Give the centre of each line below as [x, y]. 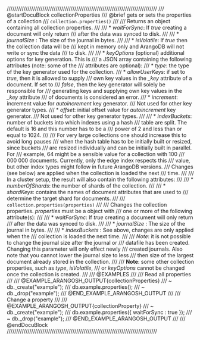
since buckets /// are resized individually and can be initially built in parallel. [99, 148]
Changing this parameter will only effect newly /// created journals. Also [95, 249]
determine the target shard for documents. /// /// [66, 198]
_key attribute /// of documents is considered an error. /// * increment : [92, 97]
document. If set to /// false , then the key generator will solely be [86, 85]
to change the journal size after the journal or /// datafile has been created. [98, 243]
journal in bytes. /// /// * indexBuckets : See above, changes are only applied [100, 230]
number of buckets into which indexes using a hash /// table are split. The [97, 122]
